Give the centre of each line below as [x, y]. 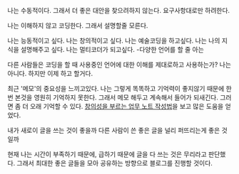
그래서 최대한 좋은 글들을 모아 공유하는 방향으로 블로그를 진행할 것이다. [115, 163]
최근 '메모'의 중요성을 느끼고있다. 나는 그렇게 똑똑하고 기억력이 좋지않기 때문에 [116, 88]
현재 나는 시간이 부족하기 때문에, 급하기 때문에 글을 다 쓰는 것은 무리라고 [107, 154]
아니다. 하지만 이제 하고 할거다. [50, 74]
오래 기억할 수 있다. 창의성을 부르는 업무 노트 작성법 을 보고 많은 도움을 [127, 106]
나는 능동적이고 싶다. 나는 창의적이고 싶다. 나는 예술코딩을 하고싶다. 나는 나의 [114, 40]
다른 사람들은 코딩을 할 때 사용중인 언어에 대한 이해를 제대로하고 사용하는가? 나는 [119, 65]
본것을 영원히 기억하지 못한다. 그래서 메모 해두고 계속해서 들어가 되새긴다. [117, 97]
